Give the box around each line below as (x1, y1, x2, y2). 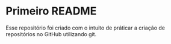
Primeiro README (5, 4, 97, 18)
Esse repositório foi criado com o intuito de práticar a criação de (5, 24, 165, 31)
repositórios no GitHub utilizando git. (5, 30, 97, 37)
